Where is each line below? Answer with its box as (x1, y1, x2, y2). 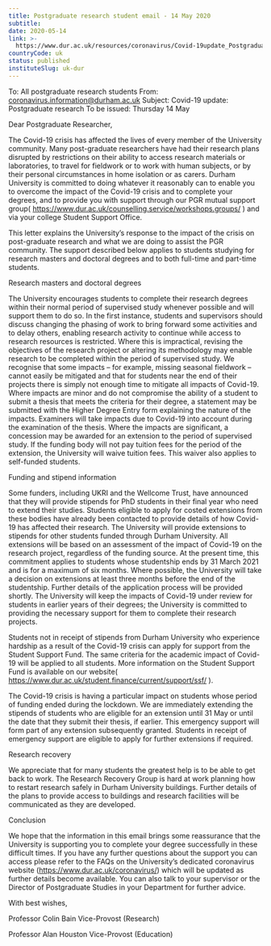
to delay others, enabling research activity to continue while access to (8, 328, 241, 338)
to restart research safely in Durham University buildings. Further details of (8, 782, 257, 792)
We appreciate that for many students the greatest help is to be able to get (8, 765, 256, 775)
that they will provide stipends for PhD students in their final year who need (8, 496, 259, 506)
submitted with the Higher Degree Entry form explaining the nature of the (8, 405, 252, 414)
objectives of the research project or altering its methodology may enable (8, 345, 252, 355)
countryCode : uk (8, 49, 63, 57)
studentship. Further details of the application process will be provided (8, 582, 244, 592)
